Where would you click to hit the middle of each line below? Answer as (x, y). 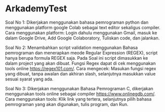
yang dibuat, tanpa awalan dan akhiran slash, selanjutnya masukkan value (80, 74)
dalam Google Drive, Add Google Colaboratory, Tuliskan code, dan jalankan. (82, 38)
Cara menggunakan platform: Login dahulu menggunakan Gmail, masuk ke (81, 33)
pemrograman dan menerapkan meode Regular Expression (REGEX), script (82, 53)
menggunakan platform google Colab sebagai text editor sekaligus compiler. (83, 27)
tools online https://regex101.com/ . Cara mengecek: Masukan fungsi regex (81, 68)
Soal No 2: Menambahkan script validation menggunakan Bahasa (72, 47)
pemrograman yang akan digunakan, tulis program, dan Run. (67, 104)
